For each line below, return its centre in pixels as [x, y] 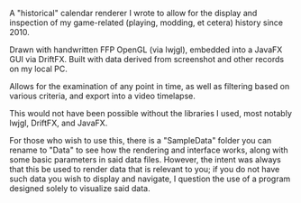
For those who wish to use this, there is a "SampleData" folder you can [141, 140]
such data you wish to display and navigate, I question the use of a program [150, 179]
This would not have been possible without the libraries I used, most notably [151, 113]
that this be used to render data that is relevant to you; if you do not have [145, 169]
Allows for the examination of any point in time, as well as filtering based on [150, 86]
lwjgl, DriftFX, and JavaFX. [59, 123]
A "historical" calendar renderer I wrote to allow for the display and [133, 13]
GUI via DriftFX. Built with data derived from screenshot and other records [147, 59]
